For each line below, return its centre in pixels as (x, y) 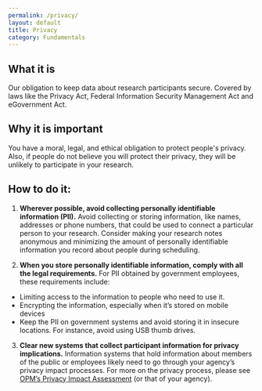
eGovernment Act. (38, 105)
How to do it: (39, 189)
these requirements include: (65, 281)
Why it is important (56, 129)
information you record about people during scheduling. (109, 250)
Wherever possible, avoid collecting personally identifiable (117, 208)
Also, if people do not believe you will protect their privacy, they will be (122, 156)
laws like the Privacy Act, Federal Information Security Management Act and (131, 96)
